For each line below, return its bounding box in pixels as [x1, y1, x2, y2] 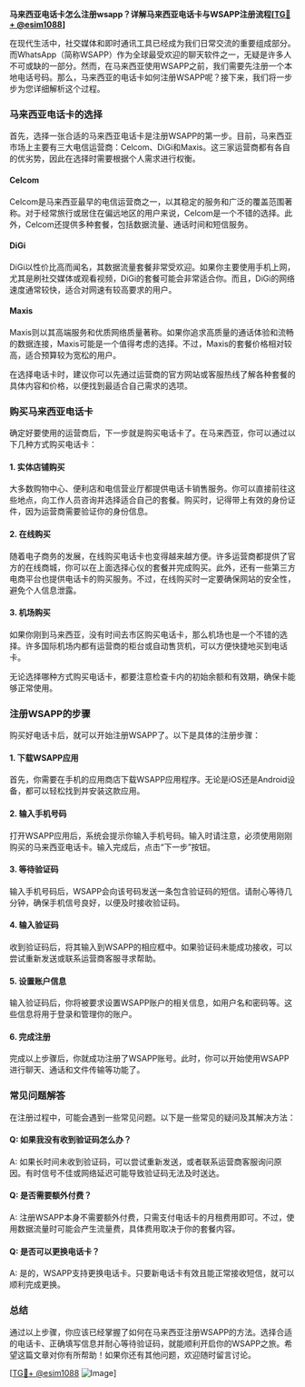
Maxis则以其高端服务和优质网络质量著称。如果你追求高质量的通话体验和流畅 [9, 326, 294, 337]
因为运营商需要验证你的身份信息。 [25, 506, 152, 517]
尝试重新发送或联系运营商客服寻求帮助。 [9, 953, 161, 963]
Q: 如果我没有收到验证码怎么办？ [9, 1134, 132, 1145]
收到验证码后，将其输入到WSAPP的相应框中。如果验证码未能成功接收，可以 [9, 941, 293, 953]
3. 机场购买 [9, 607, 52, 618]
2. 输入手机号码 [9, 808, 67, 819]
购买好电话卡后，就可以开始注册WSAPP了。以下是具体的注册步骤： [9, 730, 261, 741]
